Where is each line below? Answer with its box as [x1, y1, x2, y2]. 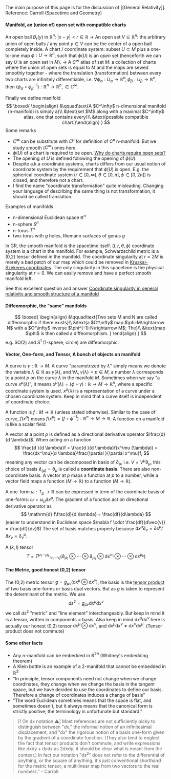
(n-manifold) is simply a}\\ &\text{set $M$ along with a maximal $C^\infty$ [7, 108, 165, 115]
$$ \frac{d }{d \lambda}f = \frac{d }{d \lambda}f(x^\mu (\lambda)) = [14, 444, 158, 451]
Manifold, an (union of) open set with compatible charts [5, 22, 126, 28]
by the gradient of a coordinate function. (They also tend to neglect [17, 734, 160, 740]
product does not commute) [5, 628, 65, 634]
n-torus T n [12, 226, 35, 233]
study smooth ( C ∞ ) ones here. [12, 143, 77, 151]
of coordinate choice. [5, 398, 51, 405]
